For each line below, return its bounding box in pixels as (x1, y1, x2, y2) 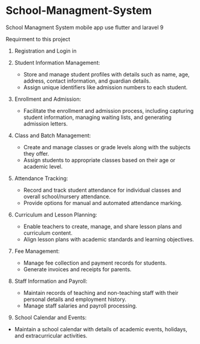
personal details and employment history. (23, 295, 127, 303)
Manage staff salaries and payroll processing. (23, 302, 137, 309)
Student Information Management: (14, 59, 100, 66)
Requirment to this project (5, 35, 71, 42)
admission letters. (23, 120, 68, 127)
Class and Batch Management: (14, 132, 91, 139)
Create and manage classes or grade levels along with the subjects (23, 143, 191, 150)
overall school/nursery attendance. (23, 192, 111, 200)
